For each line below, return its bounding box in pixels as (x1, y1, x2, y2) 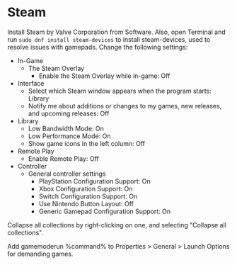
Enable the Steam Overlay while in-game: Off (38, 72, 170, 80)
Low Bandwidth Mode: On (28, 124, 105, 132)
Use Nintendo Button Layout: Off (38, 199, 134, 208)
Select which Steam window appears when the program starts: (28, 86, 212, 95)
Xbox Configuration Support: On (38, 184, 133, 193)
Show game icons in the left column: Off (28, 139, 146, 147)
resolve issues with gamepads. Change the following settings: (7, 43, 188, 51)
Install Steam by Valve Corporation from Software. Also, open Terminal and (7, 28, 226, 36)
